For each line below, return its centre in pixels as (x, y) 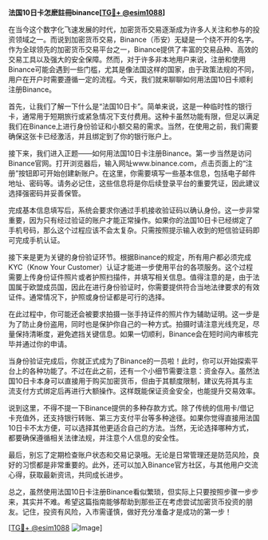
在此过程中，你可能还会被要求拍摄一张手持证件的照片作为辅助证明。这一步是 (134, 314)
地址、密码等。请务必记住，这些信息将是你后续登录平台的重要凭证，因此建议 (134, 183)
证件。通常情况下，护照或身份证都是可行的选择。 (89, 297)
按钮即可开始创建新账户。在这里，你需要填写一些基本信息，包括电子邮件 (138, 173)
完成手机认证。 (39, 240)
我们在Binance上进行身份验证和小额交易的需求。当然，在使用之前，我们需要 (134, 126)
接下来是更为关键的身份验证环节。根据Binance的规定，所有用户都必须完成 (130, 257)
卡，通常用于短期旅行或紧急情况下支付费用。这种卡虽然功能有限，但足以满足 (134, 116)
